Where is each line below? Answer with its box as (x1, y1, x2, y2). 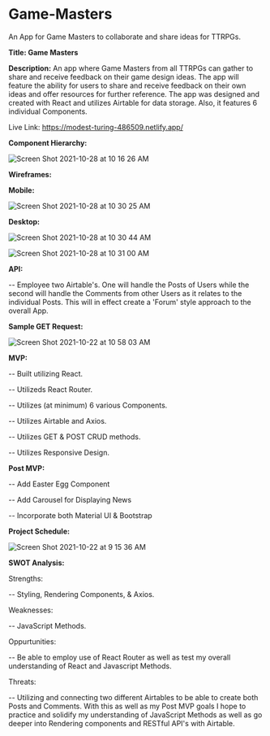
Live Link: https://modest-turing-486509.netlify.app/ (8, 122, 184, 132)
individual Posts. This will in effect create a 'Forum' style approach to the (8, 297, 251, 307)
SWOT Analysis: (8, 558, 65, 568)
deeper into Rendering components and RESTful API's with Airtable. (8, 718, 235, 728)
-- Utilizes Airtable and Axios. (8, 416, 107, 425)
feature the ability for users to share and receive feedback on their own (8, 81, 246, 90)
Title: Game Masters (8, 47, 79, 57)
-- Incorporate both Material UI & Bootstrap (8, 510, 152, 520)
